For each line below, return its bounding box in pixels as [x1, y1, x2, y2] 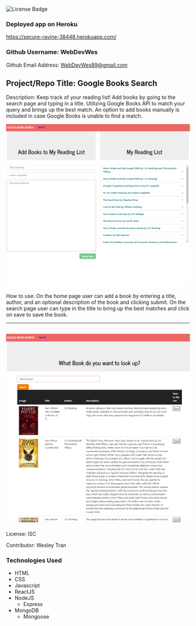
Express [23, 601, 43, 608]
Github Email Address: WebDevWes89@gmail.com [6, 61, 128, 69]
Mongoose [23, 613, 50, 620]
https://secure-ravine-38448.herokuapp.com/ [6, 33, 117, 40]
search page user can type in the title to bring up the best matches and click [6, 305, 190, 312]
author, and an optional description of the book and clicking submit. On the [6, 299, 186, 306]
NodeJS [14, 594, 34, 601]
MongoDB [14, 607, 39, 614]
